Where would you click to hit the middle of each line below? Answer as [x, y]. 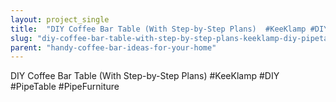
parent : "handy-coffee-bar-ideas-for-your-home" [113, 47]
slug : [21, 38]
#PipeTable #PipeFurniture [65, 87]
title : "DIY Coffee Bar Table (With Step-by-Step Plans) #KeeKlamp [158, 29]
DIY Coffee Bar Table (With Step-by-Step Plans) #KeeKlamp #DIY [145, 76]
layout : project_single [60, 19]
